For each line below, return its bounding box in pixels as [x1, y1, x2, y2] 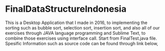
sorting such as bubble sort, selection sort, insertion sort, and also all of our [5, 25, 160, 30]
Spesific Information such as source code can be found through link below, [5, 40, 159, 46]
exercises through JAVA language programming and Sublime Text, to [5, 30, 146, 36]
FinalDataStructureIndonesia [5, 3, 127, 15]
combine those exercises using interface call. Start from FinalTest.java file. [5, 35, 158, 41]
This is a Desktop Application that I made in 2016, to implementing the [5, 20, 148, 25]
